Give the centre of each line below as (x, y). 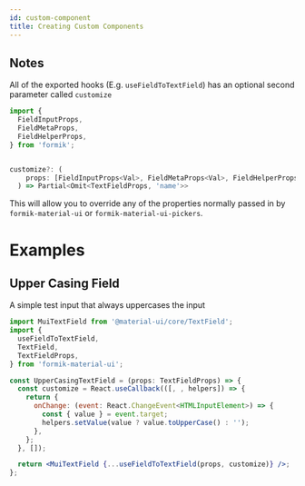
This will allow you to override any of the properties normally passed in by (148, 203)
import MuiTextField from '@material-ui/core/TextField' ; (121, 322)
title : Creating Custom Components (77, 26)
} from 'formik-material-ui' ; (67, 364)
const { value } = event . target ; (105, 414)
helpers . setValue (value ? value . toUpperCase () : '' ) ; (146, 422)
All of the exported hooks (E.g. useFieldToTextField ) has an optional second (152, 85)
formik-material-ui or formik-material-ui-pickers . (106, 213)
